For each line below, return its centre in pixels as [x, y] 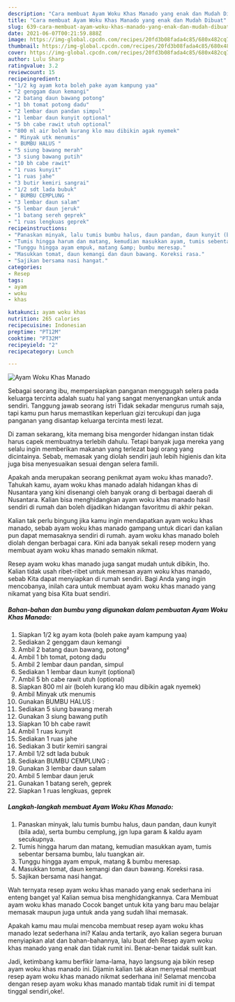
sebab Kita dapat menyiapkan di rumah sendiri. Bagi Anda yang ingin [107, 579]
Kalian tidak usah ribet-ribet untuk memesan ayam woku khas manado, [110, 571]
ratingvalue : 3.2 [33, 66]
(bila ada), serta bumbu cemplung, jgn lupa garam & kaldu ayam [110, 832]
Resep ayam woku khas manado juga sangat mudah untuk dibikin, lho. [109, 564]
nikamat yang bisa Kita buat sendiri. [59, 594]
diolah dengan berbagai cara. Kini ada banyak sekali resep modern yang [112, 543]
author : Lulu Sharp [36, 59]
